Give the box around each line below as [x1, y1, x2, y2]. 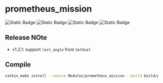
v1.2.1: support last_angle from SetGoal [12, 46, 91, 52]
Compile [5, 61, 31, 69]
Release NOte [5, 33, 48, 42]
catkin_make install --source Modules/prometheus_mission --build [5, 73, 142, 78]
